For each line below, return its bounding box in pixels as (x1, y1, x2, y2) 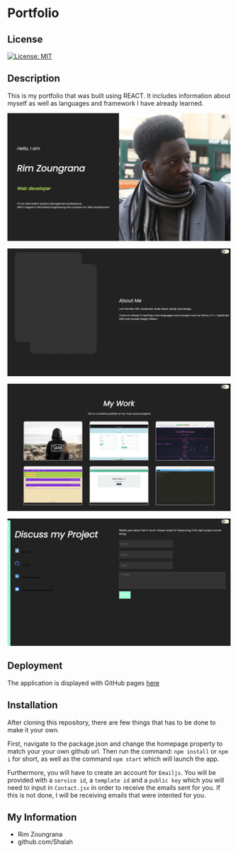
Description (7, 72, 60, 84)
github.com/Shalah (17, 837, 73, 846)
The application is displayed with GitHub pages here (7, 678, 160, 687)
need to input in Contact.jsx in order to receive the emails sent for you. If (7, 783, 221, 792)
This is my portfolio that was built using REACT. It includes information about (7, 91, 231, 100)
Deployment (7, 660, 63, 672)
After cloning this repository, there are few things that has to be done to (7, 718, 216, 727)
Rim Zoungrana (17, 830, 62, 839)
